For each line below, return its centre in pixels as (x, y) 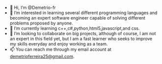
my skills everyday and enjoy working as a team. (59, 44)
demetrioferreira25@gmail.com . (42, 56)
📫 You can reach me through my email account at (60, 49)
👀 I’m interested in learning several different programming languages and (83, 13)
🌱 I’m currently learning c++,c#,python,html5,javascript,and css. (75, 28)
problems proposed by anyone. (41, 23)
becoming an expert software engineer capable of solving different (78, 18)
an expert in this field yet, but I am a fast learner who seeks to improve (81, 39)
